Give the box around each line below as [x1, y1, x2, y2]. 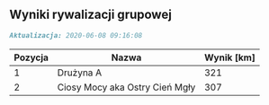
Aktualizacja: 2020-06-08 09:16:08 [9, 31, 143, 39]
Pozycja [13, 51, 49, 64]
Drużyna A [57, 66, 102, 79]
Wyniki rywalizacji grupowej [9, 7, 173, 22]
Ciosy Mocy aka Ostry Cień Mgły [57, 81, 196, 93]
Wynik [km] [203, 51, 256, 64]
